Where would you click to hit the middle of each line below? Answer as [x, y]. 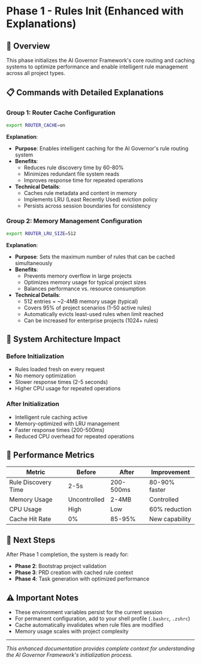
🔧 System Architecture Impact [63, 339]
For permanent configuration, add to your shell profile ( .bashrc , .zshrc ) [102, 618]
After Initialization [33, 404]
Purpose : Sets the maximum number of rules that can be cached [95, 257]
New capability [170, 519]
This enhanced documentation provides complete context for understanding [100, 648]
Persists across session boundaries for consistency [87, 206]
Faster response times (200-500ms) [60, 429]
